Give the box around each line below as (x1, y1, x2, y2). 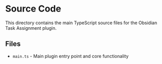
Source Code (5, 3, 61, 15)
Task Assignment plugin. (5, 25, 57, 31)
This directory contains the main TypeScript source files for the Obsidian (5, 20, 157, 26)
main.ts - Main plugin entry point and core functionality (12, 53, 129, 59)
